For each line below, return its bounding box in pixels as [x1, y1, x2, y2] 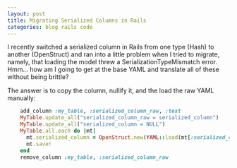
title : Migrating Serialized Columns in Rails [7, 17, 147, 24]
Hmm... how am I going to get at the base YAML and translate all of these [7, 65, 220, 74]
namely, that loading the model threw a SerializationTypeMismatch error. [7, 58, 218, 66]
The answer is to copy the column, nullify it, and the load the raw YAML [7, 86, 214, 95]
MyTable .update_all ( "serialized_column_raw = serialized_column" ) [20, 114, 219, 121]
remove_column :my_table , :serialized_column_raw [20, 153, 169, 161]
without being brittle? [7, 73, 69, 81]
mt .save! [25, 140, 52, 148]
